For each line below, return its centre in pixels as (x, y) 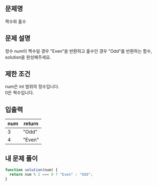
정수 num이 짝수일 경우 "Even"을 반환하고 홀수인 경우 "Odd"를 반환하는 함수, (79, 51)
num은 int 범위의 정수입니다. (32, 86)
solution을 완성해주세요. (28, 57)
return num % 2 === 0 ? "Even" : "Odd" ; (51, 174)
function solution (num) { (31, 170)
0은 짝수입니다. (20, 93)
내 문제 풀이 (22, 158)
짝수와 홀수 (16, 21)
